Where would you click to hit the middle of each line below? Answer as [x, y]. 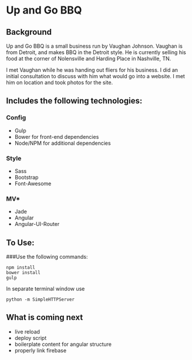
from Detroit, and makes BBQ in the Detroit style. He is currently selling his [96, 52]
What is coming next [45, 317]
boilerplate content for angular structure [63, 344]
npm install [21, 268]
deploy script [31, 338]
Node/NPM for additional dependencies [63, 143]
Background [29, 32]
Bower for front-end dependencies [57, 136]
